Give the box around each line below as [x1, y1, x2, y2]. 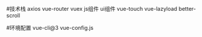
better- [178, 5, 197, 12]
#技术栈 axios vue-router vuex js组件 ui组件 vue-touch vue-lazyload [6, 5, 178, 12]
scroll [6, 12, 20, 19]
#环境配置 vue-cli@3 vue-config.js [6, 24, 93, 31]
